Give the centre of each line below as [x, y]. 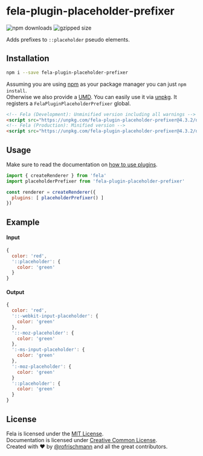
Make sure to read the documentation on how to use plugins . [82, 164]
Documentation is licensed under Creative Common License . [82, 440]
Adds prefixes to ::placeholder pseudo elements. [68, 39]
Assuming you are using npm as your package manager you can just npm [96, 84]
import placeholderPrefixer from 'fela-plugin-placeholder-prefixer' [96, 181]
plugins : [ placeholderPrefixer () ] [58, 197]
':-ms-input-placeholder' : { [48, 350]
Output [15, 292]
